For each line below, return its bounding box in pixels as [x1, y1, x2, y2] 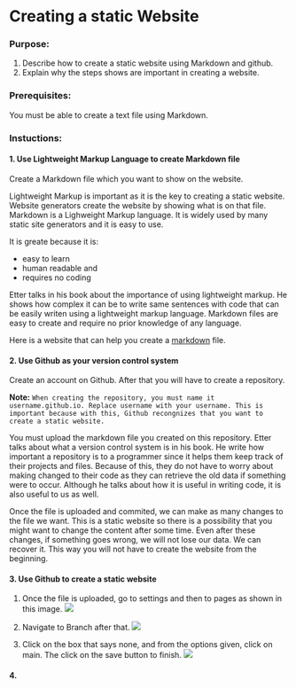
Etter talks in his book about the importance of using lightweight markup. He [9, 289, 288, 300]
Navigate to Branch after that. [21, 622, 130, 633]
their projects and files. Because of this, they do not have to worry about [9, 461, 274, 472]
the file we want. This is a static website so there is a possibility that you [9, 516, 273, 527]
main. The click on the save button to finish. [21, 650, 182, 661]
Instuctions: [9, 131, 63, 144]
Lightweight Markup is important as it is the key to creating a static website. [9, 191, 285, 201]
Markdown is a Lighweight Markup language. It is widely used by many [9, 209, 269, 220]
